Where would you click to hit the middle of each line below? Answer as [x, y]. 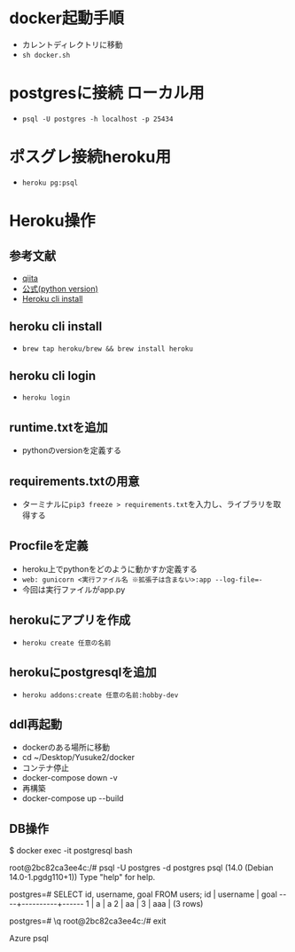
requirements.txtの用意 [74, 481]
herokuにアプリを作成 [70, 620]
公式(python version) [60, 289]
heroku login [46, 398]
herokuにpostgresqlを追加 [83, 673]
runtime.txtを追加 [58, 427]
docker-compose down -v [70, 778]
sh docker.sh [46, 55]
